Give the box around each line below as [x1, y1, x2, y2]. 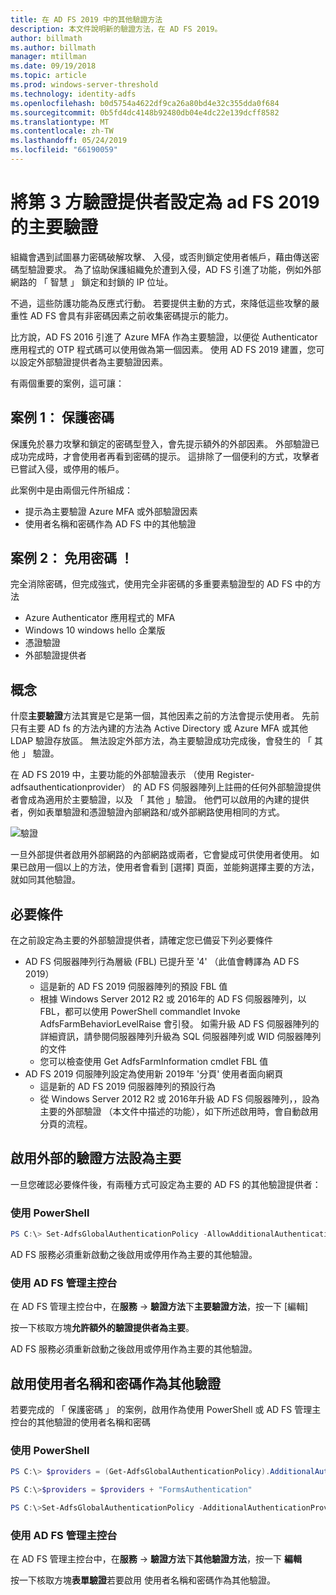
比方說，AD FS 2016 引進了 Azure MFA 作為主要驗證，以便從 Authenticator [10, 331, 318, 343]
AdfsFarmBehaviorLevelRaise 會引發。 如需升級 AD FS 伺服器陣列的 [39, 1018, 320, 1030]
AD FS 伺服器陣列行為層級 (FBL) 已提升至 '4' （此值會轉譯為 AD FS [24, 956, 300, 968]
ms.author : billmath [10, 42, 97, 53]
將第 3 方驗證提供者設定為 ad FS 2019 [10, 191, 320, 214]
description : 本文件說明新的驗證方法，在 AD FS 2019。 [10, 24, 223, 34]
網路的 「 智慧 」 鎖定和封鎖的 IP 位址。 [10, 276, 174, 288]
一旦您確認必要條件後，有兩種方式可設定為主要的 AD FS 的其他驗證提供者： [10, 1178, 322, 1190]
